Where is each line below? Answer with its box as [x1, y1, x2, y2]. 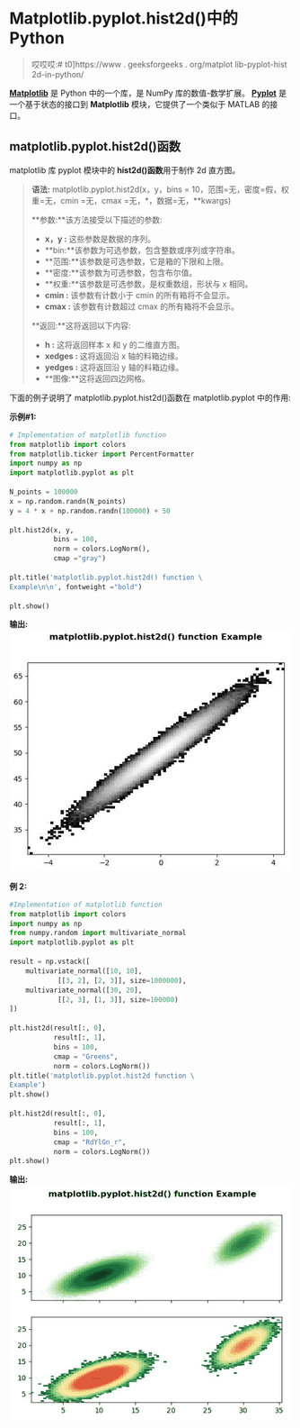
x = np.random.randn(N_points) [9, 496, 127, 505]
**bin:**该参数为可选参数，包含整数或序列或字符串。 [44, 244, 240, 255]
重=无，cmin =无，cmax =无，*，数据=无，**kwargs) [31, 195, 232, 205]
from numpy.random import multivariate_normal [9, 929, 187, 938]
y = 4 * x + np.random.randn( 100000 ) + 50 [9, 506, 171, 515]
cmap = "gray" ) [53, 554, 106, 563]
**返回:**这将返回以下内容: [31, 320, 131, 331]
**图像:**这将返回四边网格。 [44, 373, 150, 384]
